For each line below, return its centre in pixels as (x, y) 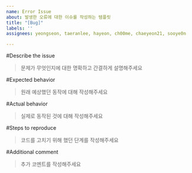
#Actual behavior (27, 104)
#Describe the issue (30, 56)
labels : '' (19, 28)
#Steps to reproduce (31, 128)
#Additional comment (32, 152)
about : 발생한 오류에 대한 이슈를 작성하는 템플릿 (58, 17)
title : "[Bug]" (25, 23)
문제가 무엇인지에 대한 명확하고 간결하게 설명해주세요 (82, 68)
